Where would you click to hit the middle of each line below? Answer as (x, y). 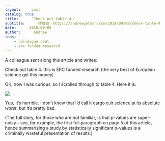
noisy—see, (17, 122)
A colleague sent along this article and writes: (51, 60)
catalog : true (20, 14)
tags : (11, 37)
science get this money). (30, 74)
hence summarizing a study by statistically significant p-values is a (73, 128)
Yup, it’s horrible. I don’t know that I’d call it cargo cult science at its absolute (82, 103)
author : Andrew (26, 32)
